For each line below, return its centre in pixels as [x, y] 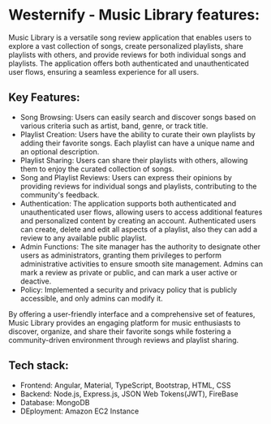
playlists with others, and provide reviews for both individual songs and [127, 54]
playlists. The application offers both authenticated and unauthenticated [129, 63]
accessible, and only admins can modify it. [92, 298]
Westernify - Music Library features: [134, 15]
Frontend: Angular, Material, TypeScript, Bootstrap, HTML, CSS [125, 385]
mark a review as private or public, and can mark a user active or [129, 272]
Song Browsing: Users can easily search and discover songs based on [138, 117]
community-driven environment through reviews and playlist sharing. [124, 340]
